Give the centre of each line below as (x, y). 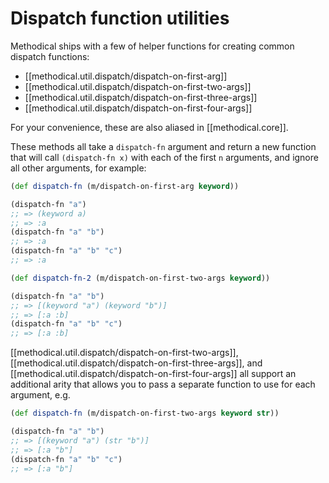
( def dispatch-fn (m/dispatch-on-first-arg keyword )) (125, 186)
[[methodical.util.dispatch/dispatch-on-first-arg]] (126, 76)
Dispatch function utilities (120, 18)
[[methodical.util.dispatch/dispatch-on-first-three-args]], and (136, 363)
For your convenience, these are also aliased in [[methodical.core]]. (149, 127)
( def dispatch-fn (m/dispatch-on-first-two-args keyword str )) (145, 413)
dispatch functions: (50, 56)
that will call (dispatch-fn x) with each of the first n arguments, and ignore (164, 157)
